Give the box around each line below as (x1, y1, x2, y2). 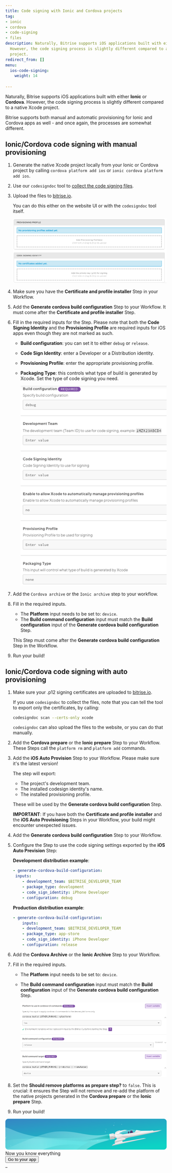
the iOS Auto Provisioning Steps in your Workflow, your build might (12, 817, 156, 823)
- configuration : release (22, 942, 78, 947)
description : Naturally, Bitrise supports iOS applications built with (5, 41, 161, 46)
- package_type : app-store (22, 932, 80, 937)
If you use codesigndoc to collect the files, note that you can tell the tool (12, 699, 163, 705)
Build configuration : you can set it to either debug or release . (20, 340, 149, 346)
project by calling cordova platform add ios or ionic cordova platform (12, 167, 163, 173)
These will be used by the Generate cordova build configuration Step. (12, 802, 162, 808)
